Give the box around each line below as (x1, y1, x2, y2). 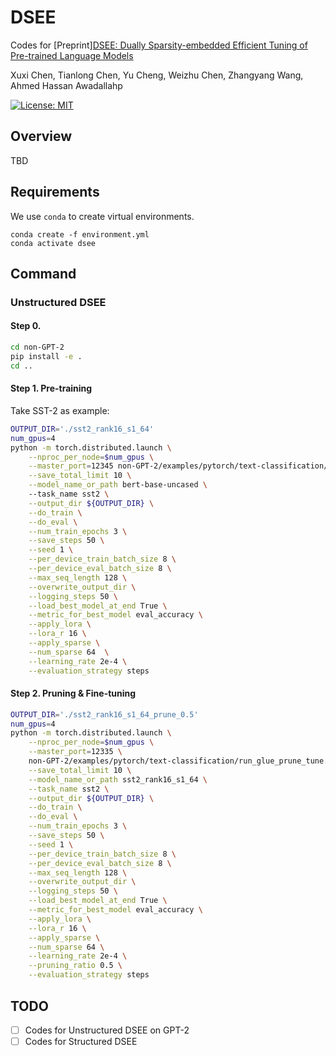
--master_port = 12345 (28, 461, 114, 471)
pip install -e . (10, 351, 83, 361)
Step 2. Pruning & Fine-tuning (10, 687, 137, 700)
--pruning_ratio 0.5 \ (28, 961, 123, 971)
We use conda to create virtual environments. (10, 210, 195, 222)
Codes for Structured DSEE (24, 1035, 138, 1047)
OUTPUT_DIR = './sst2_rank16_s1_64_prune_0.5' (10, 709, 199, 720)
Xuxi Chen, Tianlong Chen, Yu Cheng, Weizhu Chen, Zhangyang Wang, (10, 69, 304, 81)
